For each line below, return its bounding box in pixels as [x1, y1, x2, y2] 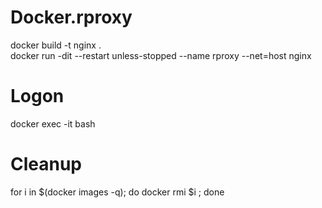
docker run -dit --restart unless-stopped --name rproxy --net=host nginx [10, 49, 312, 61]
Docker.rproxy [10, 6, 133, 29]
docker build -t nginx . [10, 39, 102, 51]
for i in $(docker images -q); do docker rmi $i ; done [10, 186, 225, 198]
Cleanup [10, 153, 83, 176]
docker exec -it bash [10, 117, 96, 130]
